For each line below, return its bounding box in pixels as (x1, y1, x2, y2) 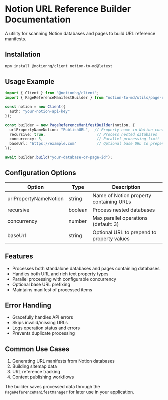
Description (112, 183, 141, 190)
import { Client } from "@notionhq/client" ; (5, 91, 99, 96)
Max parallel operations (92, 214, 148, 221)
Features (5, 252, 33, 261)
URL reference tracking (12, 369, 61, 375)
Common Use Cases (5, 345, 70, 353)
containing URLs (92, 198, 131, 205)
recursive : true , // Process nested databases (9, 132, 157, 137)
